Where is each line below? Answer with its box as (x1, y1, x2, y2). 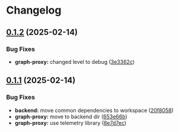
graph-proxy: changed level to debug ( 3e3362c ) (14, 58, 135, 65)
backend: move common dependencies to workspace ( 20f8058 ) (14, 107, 174, 114)
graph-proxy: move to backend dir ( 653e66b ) (14, 113, 127, 120)
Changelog (6, 4, 62, 17)
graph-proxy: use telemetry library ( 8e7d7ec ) (14, 119, 127, 126)
